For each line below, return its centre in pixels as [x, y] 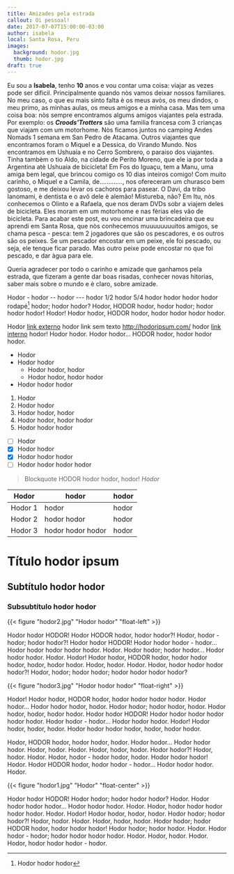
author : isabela [31, 33]
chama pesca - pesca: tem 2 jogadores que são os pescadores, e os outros [116, 233]
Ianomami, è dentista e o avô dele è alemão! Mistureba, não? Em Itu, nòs [111, 196]
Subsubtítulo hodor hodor [52, 607]
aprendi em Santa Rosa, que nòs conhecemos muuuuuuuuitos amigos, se [112, 226]
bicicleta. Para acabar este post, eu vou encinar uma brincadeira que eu [111, 218]
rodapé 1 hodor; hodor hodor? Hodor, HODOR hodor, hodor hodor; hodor [110, 305]
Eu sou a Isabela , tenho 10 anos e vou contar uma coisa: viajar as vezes [110, 85]
